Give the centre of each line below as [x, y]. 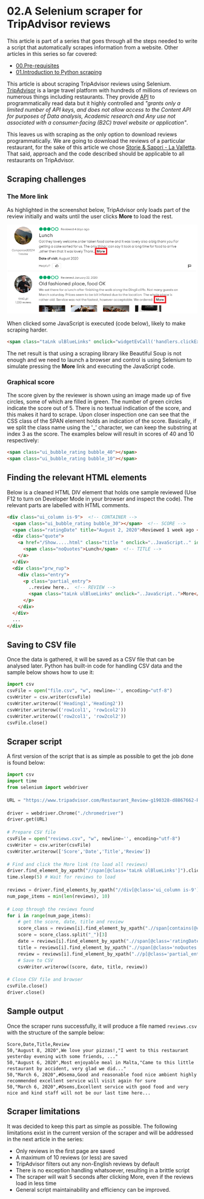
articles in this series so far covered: [52, 53]
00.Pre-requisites [37, 66]
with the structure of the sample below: [56, 1032]
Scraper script [35, 741]
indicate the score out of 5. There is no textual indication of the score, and [99, 408]
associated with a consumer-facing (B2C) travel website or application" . [97, 122]
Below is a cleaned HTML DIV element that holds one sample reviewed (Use [102, 492]
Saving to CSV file [41, 645]
